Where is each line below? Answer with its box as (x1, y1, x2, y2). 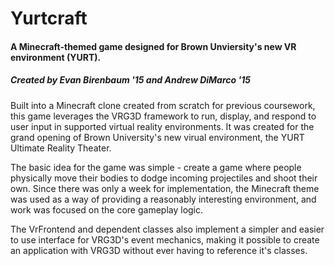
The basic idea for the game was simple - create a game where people (10, 161, 302, 173)
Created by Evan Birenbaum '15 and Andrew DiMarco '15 (10, 74, 251, 86)
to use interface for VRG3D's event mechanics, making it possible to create (10, 233, 320, 246)
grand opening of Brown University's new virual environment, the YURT (10, 131, 305, 143)
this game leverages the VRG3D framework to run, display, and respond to (10, 110, 317, 122)
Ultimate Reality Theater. (10, 142, 112, 154)
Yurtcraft (10, 7, 88, 30)
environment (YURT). (10, 51, 102, 63)
